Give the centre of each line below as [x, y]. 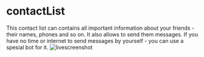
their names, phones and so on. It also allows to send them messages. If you [102, 34]
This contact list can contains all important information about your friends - [100, 28]
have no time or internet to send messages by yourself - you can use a [95, 41]
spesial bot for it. [27, 47]
